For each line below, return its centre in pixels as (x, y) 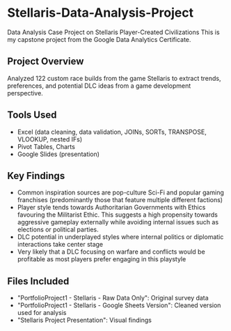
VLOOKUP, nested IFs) (50, 139)
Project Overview (46, 62)
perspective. (25, 93)
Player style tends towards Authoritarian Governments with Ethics (111, 208)
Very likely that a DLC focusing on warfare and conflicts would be (111, 252)
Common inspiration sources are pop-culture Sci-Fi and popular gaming (120, 192)
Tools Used (32, 115)
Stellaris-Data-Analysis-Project (100, 13)
